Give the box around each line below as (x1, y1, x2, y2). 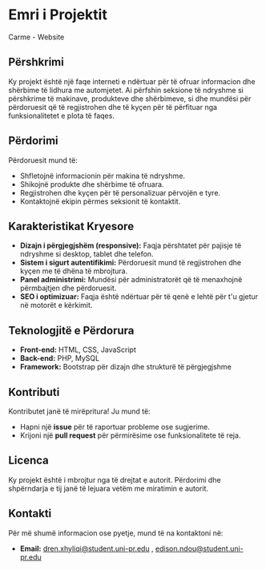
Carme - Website (8, 32, 65, 42)
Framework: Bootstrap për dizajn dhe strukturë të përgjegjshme (19, 362, 232, 372)
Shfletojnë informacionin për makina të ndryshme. (19, 171, 186, 180)
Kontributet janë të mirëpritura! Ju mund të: (8, 406, 151, 416)
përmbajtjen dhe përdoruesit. (19, 283, 117, 293)
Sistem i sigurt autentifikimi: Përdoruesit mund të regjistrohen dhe (19, 258, 242, 268)
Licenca (8, 454, 50, 467)
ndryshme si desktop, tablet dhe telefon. (19, 249, 154, 259)
